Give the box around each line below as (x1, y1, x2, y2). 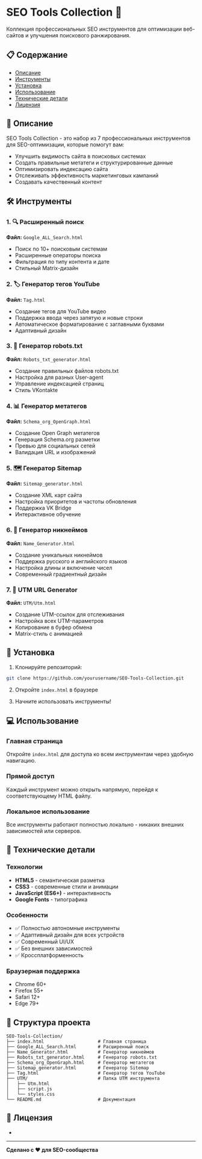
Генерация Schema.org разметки (14, 436, 100, 443)
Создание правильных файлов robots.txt (14, 367, 119, 374)
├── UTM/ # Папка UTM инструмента (6, 1075, 161, 1082)
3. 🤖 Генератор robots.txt (6, 342, 83, 350)
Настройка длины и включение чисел (14, 564, 112, 571)
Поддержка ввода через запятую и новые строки (14, 314, 143, 321)
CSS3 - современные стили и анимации (14, 883, 119, 890)
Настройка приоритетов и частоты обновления (14, 498, 137, 505)
